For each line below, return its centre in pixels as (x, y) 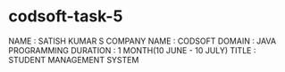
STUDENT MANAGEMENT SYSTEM (74, 60)
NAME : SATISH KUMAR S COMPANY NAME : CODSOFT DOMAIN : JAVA (142, 41)
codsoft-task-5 (66, 16)
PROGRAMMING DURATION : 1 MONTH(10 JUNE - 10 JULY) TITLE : (132, 50)
